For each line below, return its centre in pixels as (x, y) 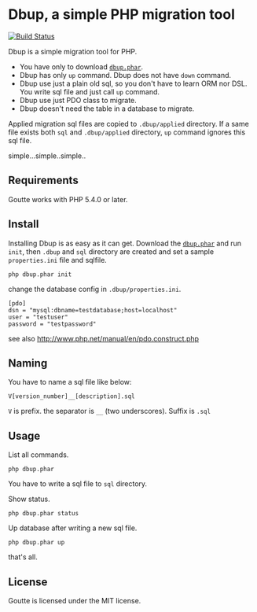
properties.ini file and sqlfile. (58, 260)
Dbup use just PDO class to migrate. (78, 100)
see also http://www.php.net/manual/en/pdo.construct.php (103, 338)
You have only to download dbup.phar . (81, 66)
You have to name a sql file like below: (70, 382)
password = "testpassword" (52, 324)
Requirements (43, 181)
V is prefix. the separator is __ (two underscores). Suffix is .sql (109, 411)
